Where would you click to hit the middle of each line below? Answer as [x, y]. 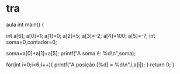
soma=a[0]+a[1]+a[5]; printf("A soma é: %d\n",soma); [71, 53]
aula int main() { [25, 24]
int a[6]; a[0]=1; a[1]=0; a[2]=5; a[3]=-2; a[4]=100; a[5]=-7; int [81, 36]
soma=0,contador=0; [32, 42]
